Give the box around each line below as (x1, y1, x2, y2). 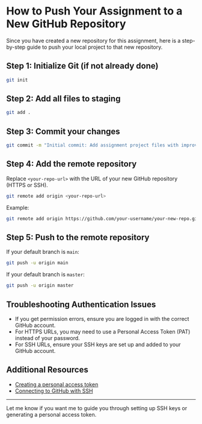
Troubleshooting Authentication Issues (6, 299, 156, 309)
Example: (6, 204, 29, 211)
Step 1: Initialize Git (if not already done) (6, 61, 159, 71)
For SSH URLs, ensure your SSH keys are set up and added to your (14, 341, 182, 348)
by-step (6, 43, 26, 51)
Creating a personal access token (14, 381, 99, 388)
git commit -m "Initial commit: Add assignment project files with (6, 142, 179, 148)
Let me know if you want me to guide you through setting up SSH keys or (6, 404, 188, 411)
